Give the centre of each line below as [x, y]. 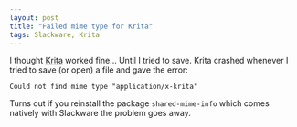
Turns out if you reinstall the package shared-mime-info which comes [139, 103]
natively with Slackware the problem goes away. [101, 113]
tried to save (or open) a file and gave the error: [99, 70]
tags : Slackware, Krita [55, 34]
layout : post [34, 18]
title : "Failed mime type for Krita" [81, 26]
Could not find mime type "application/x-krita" [104, 87]
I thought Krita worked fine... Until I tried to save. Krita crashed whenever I [149, 61]
